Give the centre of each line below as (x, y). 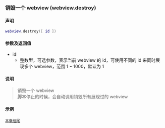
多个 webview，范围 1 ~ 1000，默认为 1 (64, 66)
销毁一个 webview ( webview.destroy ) (51, 7)
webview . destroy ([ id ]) (31, 31)
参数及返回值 (18, 43)
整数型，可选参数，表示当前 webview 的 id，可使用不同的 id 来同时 (88, 60)
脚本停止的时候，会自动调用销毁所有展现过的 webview (73, 97)
